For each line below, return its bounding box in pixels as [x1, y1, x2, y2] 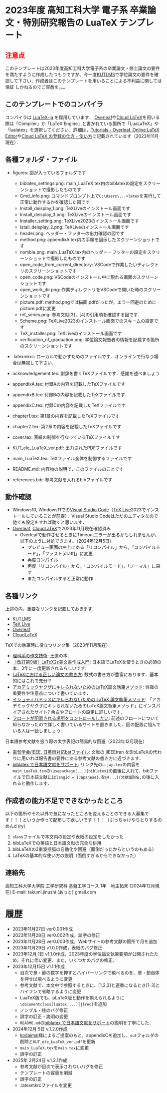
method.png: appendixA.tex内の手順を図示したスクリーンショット [19, 236, 156, 243]
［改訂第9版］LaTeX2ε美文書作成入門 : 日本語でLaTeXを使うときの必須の [12, 659, 162, 665]
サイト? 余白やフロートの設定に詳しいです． [34, 709, 125, 715]
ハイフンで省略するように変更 [19, 988, 81, 994]
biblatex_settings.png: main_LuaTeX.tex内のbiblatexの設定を [19, 180, 144, 186]
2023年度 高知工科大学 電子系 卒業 [5, 5, 148, 16]
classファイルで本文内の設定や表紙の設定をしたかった [12, 834, 124, 840]
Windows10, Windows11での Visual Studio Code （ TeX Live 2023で [12, 507, 146, 513]
